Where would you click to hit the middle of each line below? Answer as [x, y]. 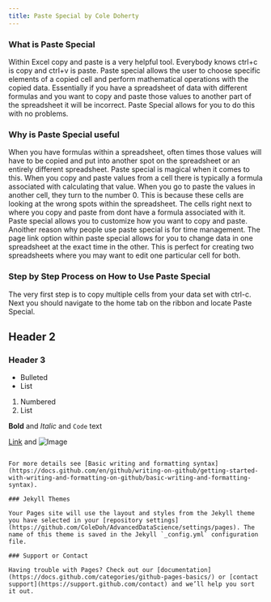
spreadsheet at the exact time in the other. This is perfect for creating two [131, 247]
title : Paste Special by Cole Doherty [74, 16]
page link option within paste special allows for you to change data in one [131, 238]
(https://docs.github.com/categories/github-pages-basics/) [112, 577]
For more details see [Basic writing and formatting [99, 464]
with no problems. [38, 113]
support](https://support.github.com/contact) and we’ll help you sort [131, 584]
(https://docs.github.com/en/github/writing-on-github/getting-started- [133, 471]
